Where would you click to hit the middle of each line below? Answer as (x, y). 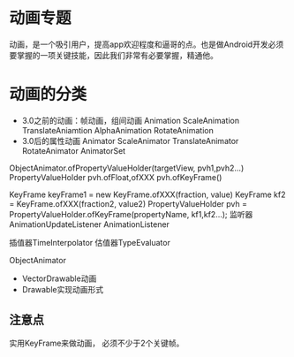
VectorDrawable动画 (59, 278)
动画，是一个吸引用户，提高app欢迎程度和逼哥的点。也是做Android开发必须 (147, 44)
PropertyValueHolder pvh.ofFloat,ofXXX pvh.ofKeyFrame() (116, 177)
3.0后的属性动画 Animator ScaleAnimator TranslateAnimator (130, 141)
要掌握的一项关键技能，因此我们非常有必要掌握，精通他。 (113, 55)
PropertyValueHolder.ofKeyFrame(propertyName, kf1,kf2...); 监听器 (131, 214)
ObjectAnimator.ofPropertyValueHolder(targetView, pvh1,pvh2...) (127, 168)
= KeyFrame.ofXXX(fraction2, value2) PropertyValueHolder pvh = (128, 203)
